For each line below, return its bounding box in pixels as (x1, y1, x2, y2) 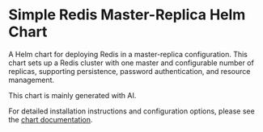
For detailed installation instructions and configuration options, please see (8, 106, 255, 116)
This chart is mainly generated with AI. (8, 90, 137, 100)
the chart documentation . (8, 114, 93, 124)
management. (8, 75, 55, 85)
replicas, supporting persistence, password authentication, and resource (8, 66, 251, 76)
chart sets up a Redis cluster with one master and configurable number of (8, 58, 255, 68)
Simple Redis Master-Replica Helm (8, 6, 246, 24)
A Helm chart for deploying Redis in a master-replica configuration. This (8, 49, 248, 59)
